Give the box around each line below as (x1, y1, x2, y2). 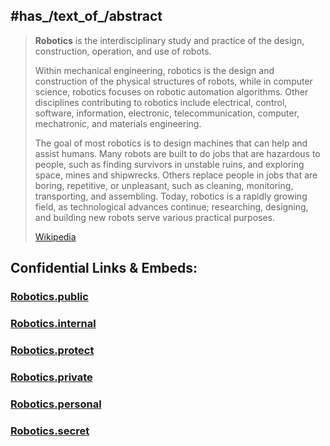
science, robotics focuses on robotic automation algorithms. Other (34, 85, 309, 98)
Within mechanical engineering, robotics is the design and (34, 64, 275, 76)
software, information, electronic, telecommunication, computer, (34, 107, 300, 119)
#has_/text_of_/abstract (10, 8, 163, 25)
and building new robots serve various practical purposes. (34, 211, 276, 223)
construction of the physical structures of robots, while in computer (34, 75, 313, 87)
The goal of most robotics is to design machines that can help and (34, 137, 308, 149)
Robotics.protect (10, 343, 95, 357)
